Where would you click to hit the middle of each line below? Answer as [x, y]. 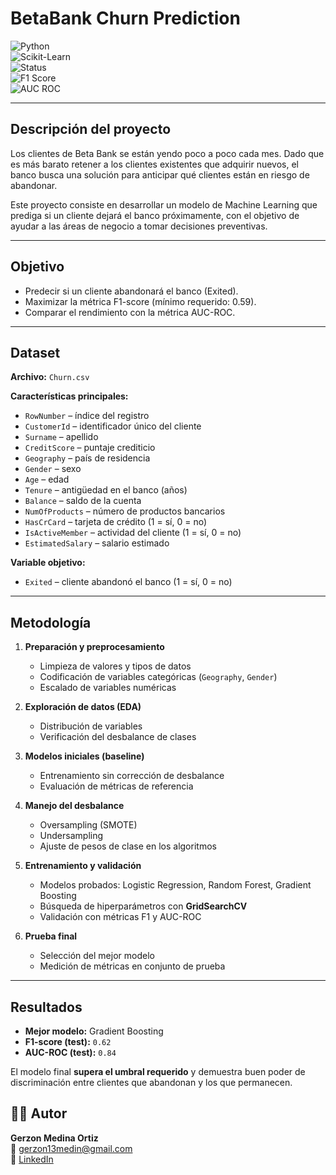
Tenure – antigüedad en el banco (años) [106, 490]
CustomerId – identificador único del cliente [113, 426]
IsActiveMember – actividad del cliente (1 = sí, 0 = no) [133, 533]
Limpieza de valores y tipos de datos [115, 666]
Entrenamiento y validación [83, 866]
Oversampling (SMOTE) [88, 825]
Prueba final [51, 936]
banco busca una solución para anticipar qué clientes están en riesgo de [160, 174]
